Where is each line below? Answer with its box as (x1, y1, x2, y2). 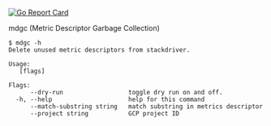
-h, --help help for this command (15, 95, 205, 103)
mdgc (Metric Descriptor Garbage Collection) (8, 23, 161, 32)
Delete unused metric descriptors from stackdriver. (8, 46, 191, 54)
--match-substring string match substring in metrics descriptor (29, 103, 264, 111)
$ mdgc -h (8, 39, 42, 47)
